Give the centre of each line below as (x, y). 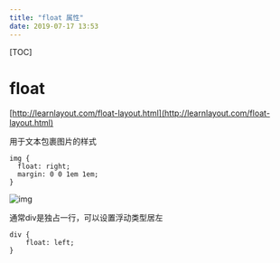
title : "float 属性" (47, 18)
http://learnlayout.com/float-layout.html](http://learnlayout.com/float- (141, 113)
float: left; (50, 243)
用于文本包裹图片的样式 (53, 142)
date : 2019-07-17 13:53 (54, 26)
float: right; (44, 167)
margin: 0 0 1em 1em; (58, 174)
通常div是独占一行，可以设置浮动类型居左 (86, 218)
